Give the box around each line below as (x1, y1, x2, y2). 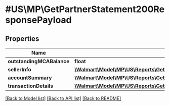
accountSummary (8, 74, 52, 81)
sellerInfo (8, 66, 31, 73)
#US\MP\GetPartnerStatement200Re (5, 4, 165, 15)
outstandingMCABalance (8, 58, 70, 65)
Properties (5, 34, 39, 43)
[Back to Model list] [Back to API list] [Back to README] (5, 95, 121, 101)
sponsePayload (5, 14, 72, 26)
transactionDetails (8, 82, 53, 89)
